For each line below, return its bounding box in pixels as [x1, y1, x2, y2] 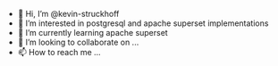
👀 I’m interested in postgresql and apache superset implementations [17, 18, 269, 29]
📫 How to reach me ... [17, 47, 101, 57]
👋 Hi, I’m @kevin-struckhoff [17, 9, 120, 19]
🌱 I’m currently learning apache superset [17, 28, 168, 37]
